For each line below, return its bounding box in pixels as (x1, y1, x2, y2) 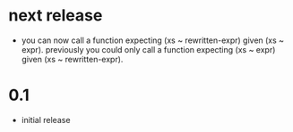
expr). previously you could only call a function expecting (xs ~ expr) (21, 44, 276, 54)
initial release (21, 114, 71, 125)
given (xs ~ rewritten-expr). (21, 54, 124, 64)
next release (8, 5, 103, 26)
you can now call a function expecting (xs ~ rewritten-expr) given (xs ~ (21, 35, 284, 45)
